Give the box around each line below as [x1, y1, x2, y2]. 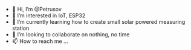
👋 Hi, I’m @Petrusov [11, 6, 62, 12]
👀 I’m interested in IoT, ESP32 [11, 12, 86, 19]
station [11, 24, 30, 32]
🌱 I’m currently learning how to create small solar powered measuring [11, 18, 186, 25]
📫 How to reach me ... [11, 37, 68, 45]
